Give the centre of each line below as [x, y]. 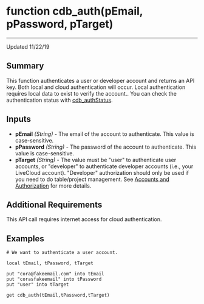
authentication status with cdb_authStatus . [60, 100]
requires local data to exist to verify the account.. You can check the [92, 93]
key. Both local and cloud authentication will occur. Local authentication [96, 87]
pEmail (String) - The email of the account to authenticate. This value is [104, 134]
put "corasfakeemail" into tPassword [54, 279]
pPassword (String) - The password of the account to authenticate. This [106, 147]
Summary [25, 66]
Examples [25, 239]
